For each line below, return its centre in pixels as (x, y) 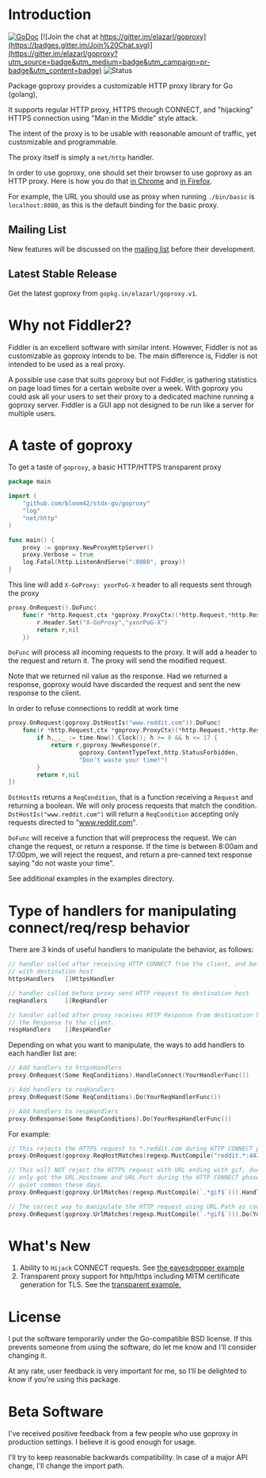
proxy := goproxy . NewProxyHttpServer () (88, 547)
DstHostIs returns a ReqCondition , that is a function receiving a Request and (131, 797)
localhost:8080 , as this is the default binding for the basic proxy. (114, 205)
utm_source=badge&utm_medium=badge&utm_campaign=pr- (109, 62)
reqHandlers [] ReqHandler (58, 1001)
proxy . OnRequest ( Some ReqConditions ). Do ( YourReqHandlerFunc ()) (115, 1097)
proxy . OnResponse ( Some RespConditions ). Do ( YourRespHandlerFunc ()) (120, 1119)
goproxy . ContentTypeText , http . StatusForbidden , (159, 752)
